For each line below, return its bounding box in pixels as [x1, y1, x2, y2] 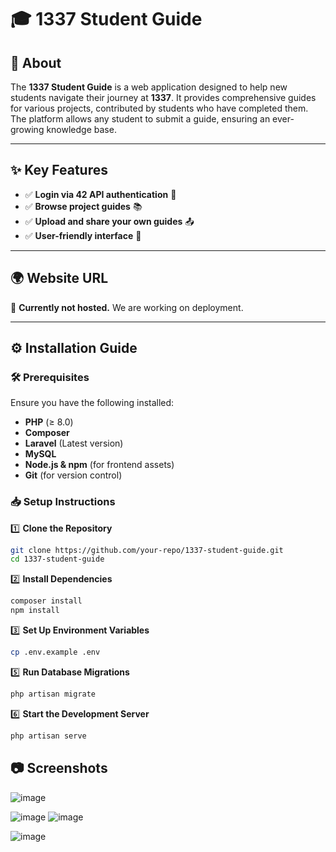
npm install [10, 606, 60, 616]
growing [10, 124, 45, 135]
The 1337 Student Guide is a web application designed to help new [10, 81, 288, 93]
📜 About [10, 54, 62, 71]
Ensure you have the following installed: [10, 397, 175, 409]
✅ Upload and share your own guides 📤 [24, 215, 195, 227]
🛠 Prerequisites [10, 370, 90, 384]
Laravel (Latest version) [24, 437, 124, 450]
